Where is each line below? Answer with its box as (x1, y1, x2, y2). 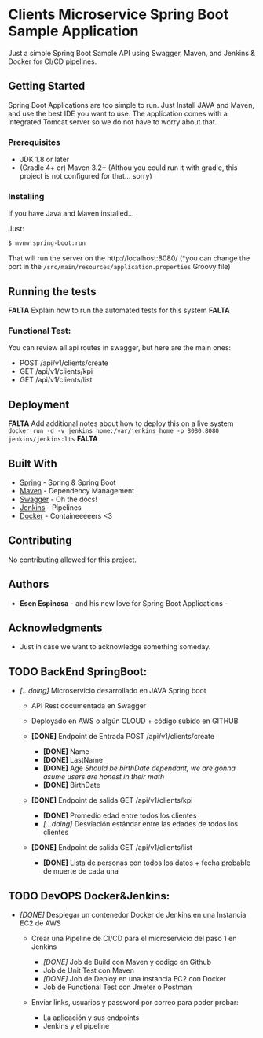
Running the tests (8, 285, 97, 298)
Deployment (8, 397, 70, 411)
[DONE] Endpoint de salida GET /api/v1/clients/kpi (31, 796, 193, 805)
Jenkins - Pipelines (19, 502, 82, 512)
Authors (8, 578, 49, 591)
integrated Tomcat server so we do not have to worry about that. (8, 116, 217, 127)
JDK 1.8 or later (19, 155, 69, 164)
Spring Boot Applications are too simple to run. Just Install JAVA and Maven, (8, 100, 255, 109)
